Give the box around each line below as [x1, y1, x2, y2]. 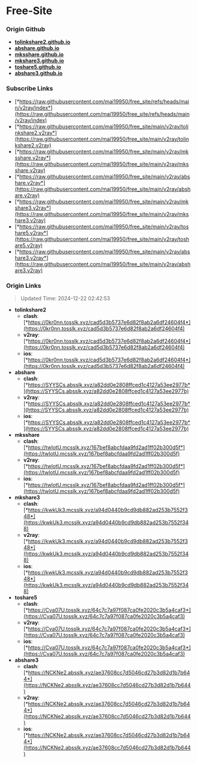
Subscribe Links [6, 84, 53, 92]
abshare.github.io [14, 45, 60, 52]
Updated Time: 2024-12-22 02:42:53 [20, 295, 110, 302]
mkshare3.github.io [14, 57, 64, 64]
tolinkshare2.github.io [14, 38, 70, 45]
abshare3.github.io [14, 69, 63, 77]
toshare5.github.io [14, 64, 62, 71]
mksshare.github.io [14, 51, 64, 58]
